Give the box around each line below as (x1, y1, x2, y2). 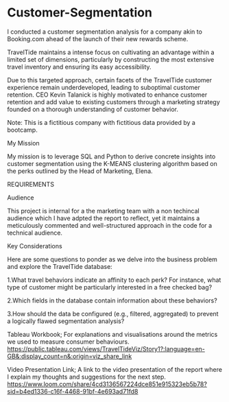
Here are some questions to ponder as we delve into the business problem (7, 255, 218, 263)
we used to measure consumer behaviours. (7, 338, 130, 346)
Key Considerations (7, 241, 63, 250)
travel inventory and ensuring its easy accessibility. (7, 62, 152, 71)
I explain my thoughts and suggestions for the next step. (7, 373, 167, 381)
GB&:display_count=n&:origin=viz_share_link (7, 352, 132, 360)
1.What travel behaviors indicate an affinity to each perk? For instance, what (7, 276, 221, 284)
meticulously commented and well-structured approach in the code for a (7, 221, 213, 229)
